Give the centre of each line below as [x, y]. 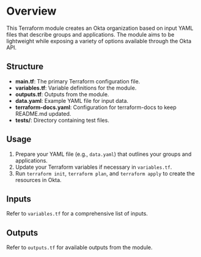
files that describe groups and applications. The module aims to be [90, 34]
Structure [25, 67]
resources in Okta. [38, 180]
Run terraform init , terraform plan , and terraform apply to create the [105, 173]
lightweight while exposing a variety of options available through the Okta [99, 41]
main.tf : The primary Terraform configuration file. [78, 81]
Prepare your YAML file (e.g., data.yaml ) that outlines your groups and [103, 154]
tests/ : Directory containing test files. [62, 120]
